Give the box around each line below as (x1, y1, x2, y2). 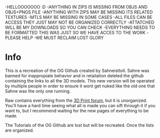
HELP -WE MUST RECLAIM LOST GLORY (22, 35, 104, 41)
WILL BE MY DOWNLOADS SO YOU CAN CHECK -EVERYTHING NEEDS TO (5, 25, 155, 30)
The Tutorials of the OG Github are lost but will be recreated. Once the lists (5, 122, 154, 128)
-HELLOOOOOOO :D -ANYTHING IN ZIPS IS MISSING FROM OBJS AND (5, 4, 148, 10)
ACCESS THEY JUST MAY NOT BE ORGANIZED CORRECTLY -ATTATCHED (5, 19, 154, 25)
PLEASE (5, 35, 21, 41)
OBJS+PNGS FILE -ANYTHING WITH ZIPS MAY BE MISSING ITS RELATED (5, 9, 153, 15)
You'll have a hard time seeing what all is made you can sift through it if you (5, 102, 156, 108)
